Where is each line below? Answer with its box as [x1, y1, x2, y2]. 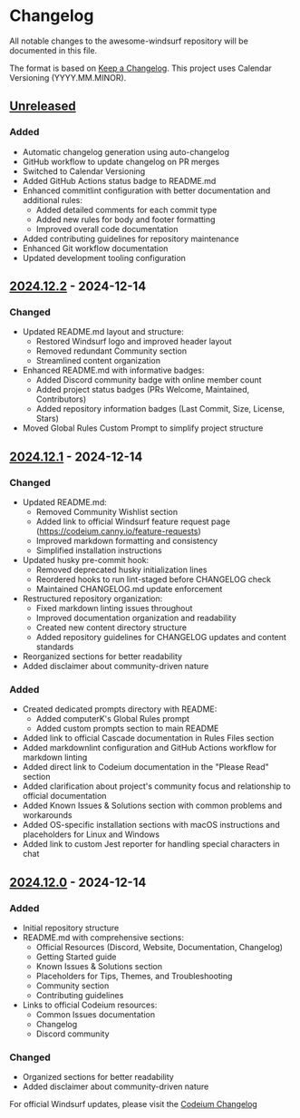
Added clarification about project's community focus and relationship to [22, 781, 292, 792]
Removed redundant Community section [35, 345, 188, 356]
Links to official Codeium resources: [22, 999, 158, 1010]
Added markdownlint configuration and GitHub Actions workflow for [22, 743, 277, 753]
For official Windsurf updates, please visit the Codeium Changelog [9, 1099, 258, 1110]
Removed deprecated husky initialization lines [35, 564, 208, 575]
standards [35, 641, 74, 652]
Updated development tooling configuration [22, 252, 186, 263]
